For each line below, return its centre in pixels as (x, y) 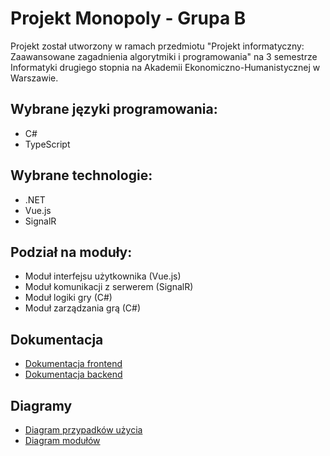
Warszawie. (34, 78)
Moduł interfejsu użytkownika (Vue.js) (103, 276)
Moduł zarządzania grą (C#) (83, 308)
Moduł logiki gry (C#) (68, 298)
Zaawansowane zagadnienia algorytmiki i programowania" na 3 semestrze (164, 56)
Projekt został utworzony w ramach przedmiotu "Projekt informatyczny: (157, 46)
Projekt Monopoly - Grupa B (128, 18)
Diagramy (41, 405)
